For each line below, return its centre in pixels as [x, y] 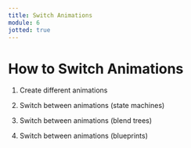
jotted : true [29, 30]
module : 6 [24, 23]
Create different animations [63, 90]
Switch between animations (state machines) [92, 106]
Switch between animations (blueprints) [84, 136]
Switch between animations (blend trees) [86, 121]
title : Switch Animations [50, 15]
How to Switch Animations [96, 69]
